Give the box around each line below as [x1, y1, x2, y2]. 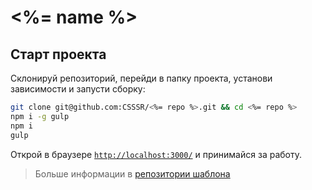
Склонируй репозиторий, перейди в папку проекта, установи [10, 72, 273, 84]
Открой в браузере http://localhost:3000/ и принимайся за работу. [10, 148, 302, 160]
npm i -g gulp [10, 111, 70, 121]
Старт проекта [10, 46, 107, 63]
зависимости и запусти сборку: [10, 83, 146, 95]
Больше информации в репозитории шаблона [34, 167, 231, 180]
